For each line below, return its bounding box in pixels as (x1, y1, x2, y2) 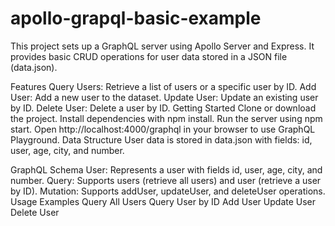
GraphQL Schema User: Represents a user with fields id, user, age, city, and (10, 163, 323, 176)
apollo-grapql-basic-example (10, 7, 262, 30)
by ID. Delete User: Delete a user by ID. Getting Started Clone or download (10, 102, 317, 114)
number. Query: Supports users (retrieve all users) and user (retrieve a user (10, 174, 322, 186)
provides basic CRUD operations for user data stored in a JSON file (10, 50, 288, 62)
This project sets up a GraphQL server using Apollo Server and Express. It (10, 40, 315, 52)
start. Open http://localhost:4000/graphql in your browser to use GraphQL (10, 123, 316, 135)
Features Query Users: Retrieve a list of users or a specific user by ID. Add (10, 80, 317, 92)
